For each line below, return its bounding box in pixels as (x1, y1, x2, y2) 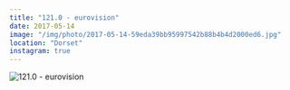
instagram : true (9, 47, 71, 56)
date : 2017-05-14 (9, 22, 75, 31)
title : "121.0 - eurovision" (9, 13, 120, 22)
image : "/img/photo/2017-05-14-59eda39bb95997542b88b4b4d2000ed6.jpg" (9, 30, 282, 39)
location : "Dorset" (9, 38, 83, 48)
